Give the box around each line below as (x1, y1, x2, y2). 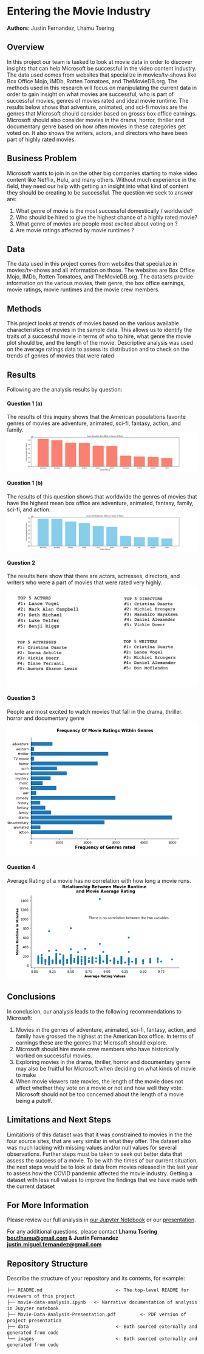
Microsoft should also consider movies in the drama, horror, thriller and (7, 116, 185, 123)
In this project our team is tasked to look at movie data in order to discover (7, 58, 193, 65)
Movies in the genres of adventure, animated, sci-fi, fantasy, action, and (15, 1026, 196, 1033)
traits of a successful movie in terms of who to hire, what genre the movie (7, 333, 191, 340)
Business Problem (7, 153, 77, 164)
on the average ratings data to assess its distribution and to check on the (7, 345, 189, 353)
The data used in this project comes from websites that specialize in (7, 260, 178, 268)
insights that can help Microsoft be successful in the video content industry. (7, 64, 197, 72)
